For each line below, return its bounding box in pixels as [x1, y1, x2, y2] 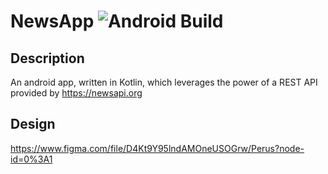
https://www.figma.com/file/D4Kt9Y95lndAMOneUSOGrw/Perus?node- [10, 142, 305, 154]
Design [10, 116, 56, 133]
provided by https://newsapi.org [10, 87, 143, 99]
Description [10, 50, 85, 67]
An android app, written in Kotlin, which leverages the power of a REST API [10, 76, 318, 88]
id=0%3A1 [10, 153, 53, 165]
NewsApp [10, 10, 95, 33]
